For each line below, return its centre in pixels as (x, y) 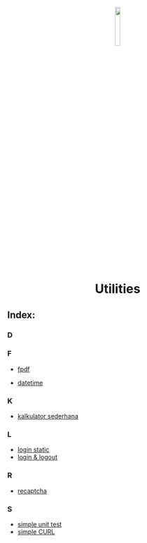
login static (33, 449)
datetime (30, 383)
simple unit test (39, 524)
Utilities (118, 289)
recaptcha (32, 491)
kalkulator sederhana (48, 416)
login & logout (37, 457)
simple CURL (36, 532)
